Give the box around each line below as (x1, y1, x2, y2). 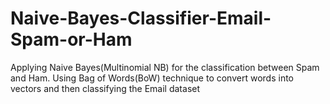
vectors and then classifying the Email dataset (10, 82, 201, 94)
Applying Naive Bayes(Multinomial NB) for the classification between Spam (10, 61, 320, 73)
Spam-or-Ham (10, 28, 133, 51)
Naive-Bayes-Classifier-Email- (10, 7, 272, 30)
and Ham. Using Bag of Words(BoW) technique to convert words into (10, 72, 294, 84)
